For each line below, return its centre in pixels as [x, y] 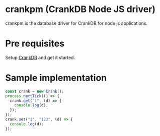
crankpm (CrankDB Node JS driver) [81, 9]
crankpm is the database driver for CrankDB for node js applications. [76, 23]
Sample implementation [56, 78]
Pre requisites [35, 44]
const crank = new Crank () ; [35, 91]
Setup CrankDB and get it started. [40, 57]
